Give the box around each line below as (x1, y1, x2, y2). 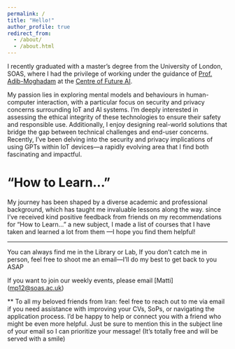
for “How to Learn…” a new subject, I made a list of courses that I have (7, 220, 211, 228)
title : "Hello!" (7, 17, 55, 24)
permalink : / (7, 10, 45, 18)
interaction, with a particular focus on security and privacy (36, 98, 205, 106)
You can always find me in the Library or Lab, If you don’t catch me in (7, 247, 208, 256)
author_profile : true (7, 23, 71, 30)
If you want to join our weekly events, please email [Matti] (7, 276, 173, 285)
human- (186, 90, 209, 99)
